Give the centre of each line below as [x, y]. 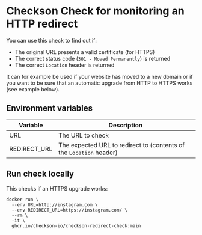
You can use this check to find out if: [52, 40]
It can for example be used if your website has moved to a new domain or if [100, 76]
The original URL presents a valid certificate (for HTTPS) [85, 52]
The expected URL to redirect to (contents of [121, 145]
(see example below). [33, 89]
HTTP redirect [42, 24]
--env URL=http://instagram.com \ [55, 205]
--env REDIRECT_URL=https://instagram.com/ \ [70, 210]
